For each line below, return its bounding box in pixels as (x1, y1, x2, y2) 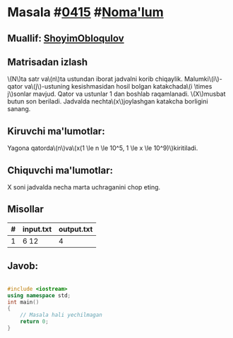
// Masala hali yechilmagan (20, 311, 102, 319)
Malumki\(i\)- (184, 75, 222, 83)
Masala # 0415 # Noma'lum (7, 4, 164, 20)
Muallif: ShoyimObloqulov (7, 32, 125, 44)
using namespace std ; (7, 292, 71, 299)
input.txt (22, 224, 52, 234)
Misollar (7, 204, 44, 215)
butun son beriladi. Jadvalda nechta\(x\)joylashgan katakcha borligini (7, 97, 208, 106)
